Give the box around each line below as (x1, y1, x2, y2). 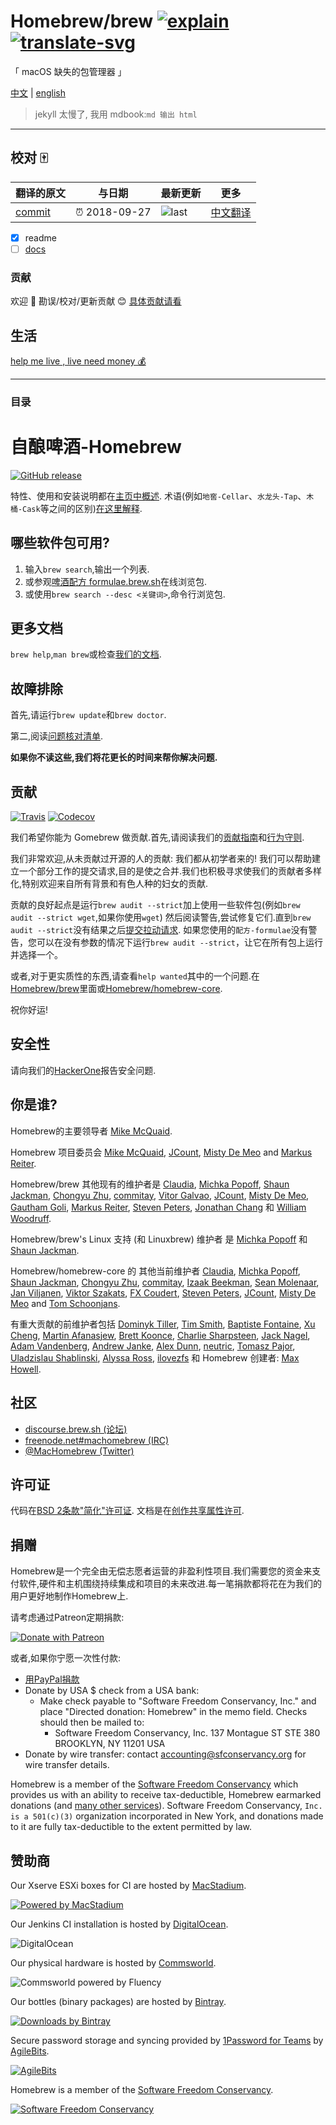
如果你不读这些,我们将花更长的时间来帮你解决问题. (10, 751, 218, 764)
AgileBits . (10, 2045, 50, 2057)
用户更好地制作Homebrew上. (10, 1590, 129, 1602)
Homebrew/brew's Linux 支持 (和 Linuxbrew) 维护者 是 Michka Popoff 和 (10, 1233, 308, 1245)
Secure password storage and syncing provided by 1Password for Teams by (10, 2034, 324, 2046)
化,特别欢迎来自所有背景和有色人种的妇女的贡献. (10, 878, 209, 890)
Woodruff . (10, 1212, 52, 1224)
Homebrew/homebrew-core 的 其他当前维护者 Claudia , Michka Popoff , (10, 1265, 301, 1277)
